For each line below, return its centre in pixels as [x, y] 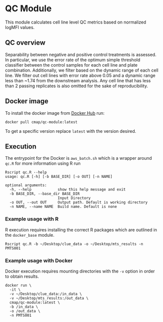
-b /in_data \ [24, 307]
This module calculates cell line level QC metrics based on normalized [76, 22]
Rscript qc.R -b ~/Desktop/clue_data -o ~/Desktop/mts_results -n [74, 244]
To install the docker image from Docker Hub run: [55, 113]
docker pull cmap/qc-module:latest [41, 122]
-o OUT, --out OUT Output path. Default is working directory [79, 202]
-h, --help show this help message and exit [68, 190]
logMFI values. [20, 27]
